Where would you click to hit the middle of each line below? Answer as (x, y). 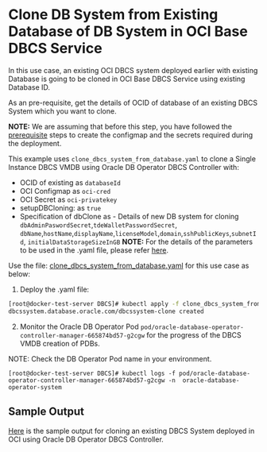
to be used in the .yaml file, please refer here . (94, 250)
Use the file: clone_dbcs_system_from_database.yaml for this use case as (129, 265)
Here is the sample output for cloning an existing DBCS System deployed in (132, 431)
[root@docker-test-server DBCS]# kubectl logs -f (92, 373)
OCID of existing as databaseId (70, 182)
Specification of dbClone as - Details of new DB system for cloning (129, 216)
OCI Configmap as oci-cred (65, 191)
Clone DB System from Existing (113, 15)
